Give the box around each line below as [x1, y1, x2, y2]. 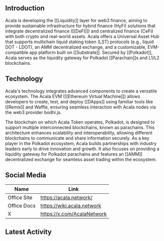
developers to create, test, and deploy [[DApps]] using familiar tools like [5, 98, 153, 104]
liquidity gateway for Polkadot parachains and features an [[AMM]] [5, 151, 142, 157]
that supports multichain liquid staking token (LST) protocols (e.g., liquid [5, 39, 154, 45]
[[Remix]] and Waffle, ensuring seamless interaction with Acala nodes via [5, 104, 156, 110]
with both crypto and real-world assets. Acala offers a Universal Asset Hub [5, 33, 159, 39]
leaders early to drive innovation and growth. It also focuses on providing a [5, 146, 159, 152]
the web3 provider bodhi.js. [5, 109, 62, 115]
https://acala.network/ [40, 194, 92, 201]
